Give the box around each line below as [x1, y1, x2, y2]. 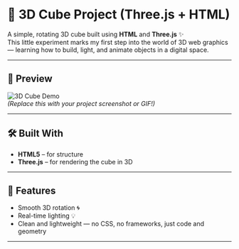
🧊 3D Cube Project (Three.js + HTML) [7, 6, 230, 23]
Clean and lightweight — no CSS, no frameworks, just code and [17, 220, 205, 228]
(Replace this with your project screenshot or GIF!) [7, 99, 155, 107]
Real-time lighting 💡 [17, 211, 76, 220]
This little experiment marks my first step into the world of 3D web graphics [7, 38, 229, 46]
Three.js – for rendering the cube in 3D [17, 157, 133, 166]
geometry [17, 227, 47, 235]
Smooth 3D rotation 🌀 [17, 203, 80, 212]
